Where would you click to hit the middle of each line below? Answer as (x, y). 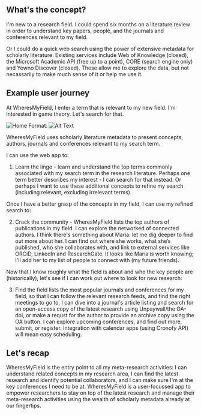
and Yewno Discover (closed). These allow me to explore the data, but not (97, 68)
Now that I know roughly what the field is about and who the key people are (100, 272)
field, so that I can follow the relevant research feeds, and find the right (103, 296)
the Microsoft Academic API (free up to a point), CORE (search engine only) (100, 61)
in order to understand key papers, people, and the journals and (85, 31)
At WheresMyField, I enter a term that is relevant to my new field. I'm (91, 107)
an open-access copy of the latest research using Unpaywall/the (95, 309)
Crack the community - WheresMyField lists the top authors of (92, 222)
